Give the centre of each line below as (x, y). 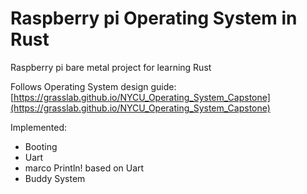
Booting (41, 146)
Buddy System (55, 178)
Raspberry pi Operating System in (154, 18)
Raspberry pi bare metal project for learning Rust (111, 67)
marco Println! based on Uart (84, 168)
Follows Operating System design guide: (93, 86)
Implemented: (39, 127)
